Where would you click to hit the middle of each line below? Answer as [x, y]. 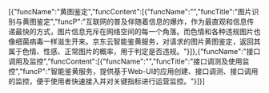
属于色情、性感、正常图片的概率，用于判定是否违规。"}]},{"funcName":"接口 [134, 51]
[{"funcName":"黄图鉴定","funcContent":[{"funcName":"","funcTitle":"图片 [130, 12]
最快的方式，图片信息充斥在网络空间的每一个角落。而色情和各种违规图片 [134, 31]
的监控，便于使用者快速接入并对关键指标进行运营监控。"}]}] [107, 81]
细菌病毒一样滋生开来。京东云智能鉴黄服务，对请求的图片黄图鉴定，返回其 [138, 41]
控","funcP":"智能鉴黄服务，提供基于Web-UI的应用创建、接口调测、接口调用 [133, 71]
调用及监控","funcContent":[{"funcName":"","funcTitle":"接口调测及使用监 [129, 61]
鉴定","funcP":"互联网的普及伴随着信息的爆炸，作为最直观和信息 [141, 21]
